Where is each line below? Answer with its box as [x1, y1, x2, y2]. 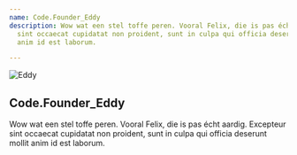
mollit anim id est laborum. [9, 138, 106, 149]
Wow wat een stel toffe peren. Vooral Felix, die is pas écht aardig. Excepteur [9, 119, 286, 129]
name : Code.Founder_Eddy [9, 12, 101, 22]
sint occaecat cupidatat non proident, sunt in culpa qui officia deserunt [9, 128, 268, 139]
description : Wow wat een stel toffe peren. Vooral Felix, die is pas [9, 21, 275, 30]
